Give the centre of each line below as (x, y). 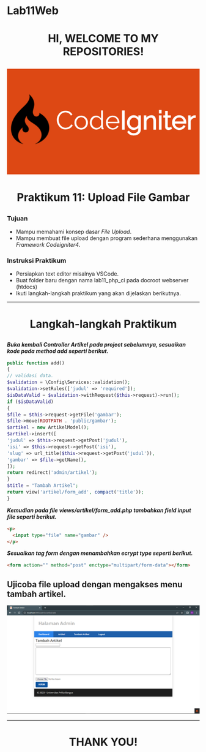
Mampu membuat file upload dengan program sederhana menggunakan (107, 238)
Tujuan (17, 218)
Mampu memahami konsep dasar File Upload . (74, 232)
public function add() (36, 363)
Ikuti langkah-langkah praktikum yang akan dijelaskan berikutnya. (98, 293)
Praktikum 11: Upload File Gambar (103, 197)
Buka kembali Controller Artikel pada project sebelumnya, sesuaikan (96, 344)
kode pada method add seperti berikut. (58, 351)
